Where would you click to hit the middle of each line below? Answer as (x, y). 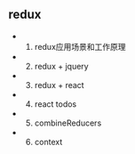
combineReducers (68, 123)
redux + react (60, 85)
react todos (56, 104)
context (48, 142)
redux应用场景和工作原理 (80, 46)
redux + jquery (62, 66)
